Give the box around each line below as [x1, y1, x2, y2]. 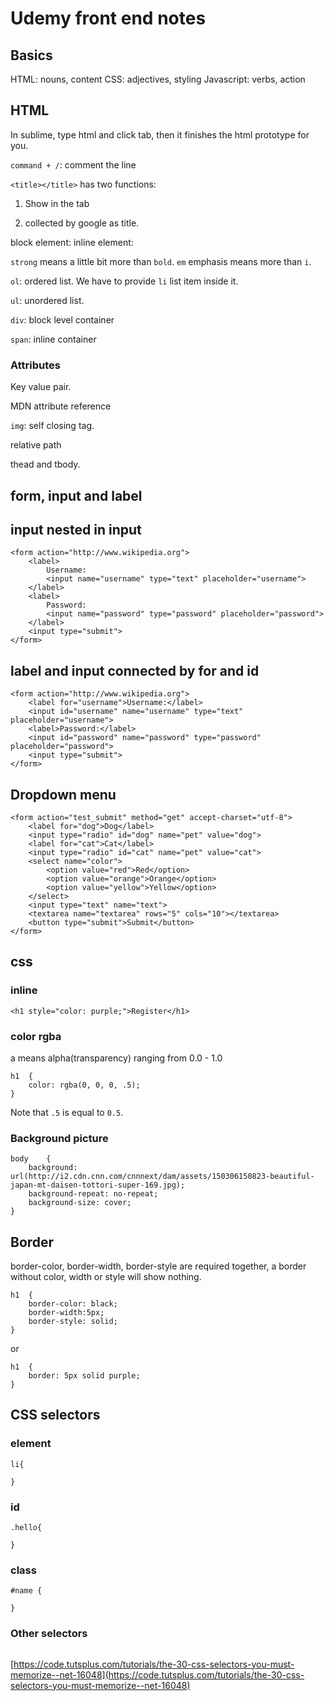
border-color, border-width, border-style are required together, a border [10, 1260, 307, 1272]
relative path [10, 439, 62, 451]
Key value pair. [10, 381, 72, 393]
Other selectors [10, 1627, 88, 1641]
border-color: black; [28, 1299, 118, 1309]
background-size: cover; [28, 1198, 132, 1208]
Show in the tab [24, 197, 90, 209]
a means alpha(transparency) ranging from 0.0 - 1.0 [10, 1052, 223, 1064]
